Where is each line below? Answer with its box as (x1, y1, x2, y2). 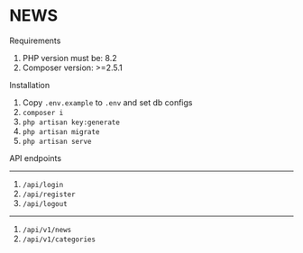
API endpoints (9, 152, 61, 163)
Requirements (9, 35, 61, 46)
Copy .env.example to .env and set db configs (22, 96, 193, 108)
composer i (22, 108, 64, 117)
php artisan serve (22, 137, 92, 146)
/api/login (22, 180, 64, 189)
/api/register (22, 190, 76, 199)
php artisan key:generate (22, 118, 120, 127)
